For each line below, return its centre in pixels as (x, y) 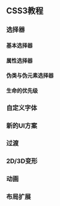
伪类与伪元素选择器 (30, 75)
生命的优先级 (22, 91)
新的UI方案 (22, 125)
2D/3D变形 (22, 161)
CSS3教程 (25, 11)
